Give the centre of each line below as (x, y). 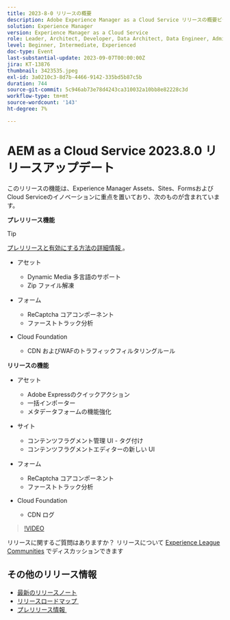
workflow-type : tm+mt (38, 96)
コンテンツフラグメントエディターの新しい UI (91, 449)
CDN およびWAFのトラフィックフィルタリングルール (101, 350)
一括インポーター (51, 403)
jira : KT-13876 (29, 64)
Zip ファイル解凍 (51, 285)
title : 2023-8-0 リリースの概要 (50, 13)
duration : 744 (27, 83)
